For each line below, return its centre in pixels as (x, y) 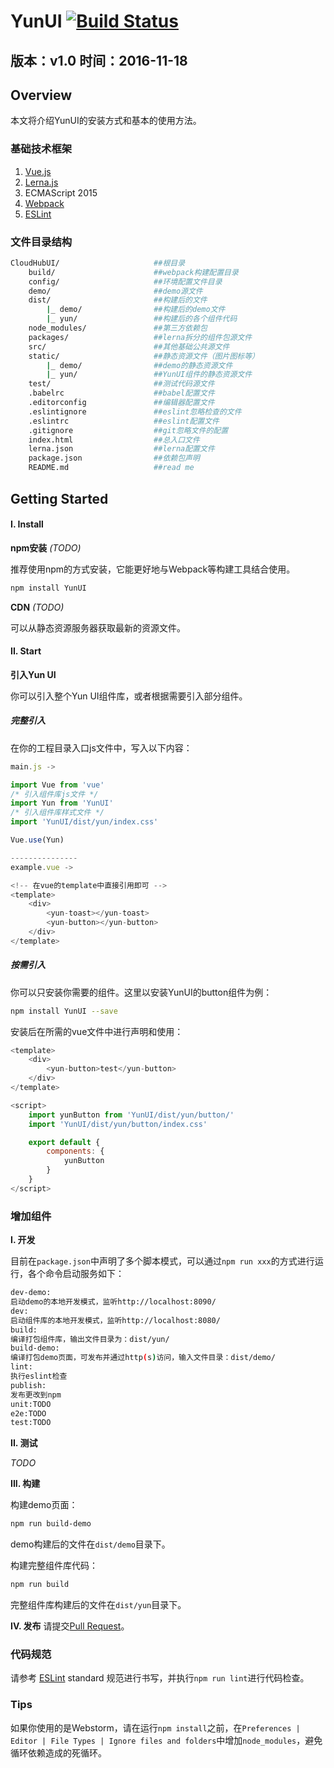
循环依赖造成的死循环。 (58, 1752)
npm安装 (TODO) (46, 547)
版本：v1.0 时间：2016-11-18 (99, 60)
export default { (64, 1142)
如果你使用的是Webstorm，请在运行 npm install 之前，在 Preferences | (155, 1727)
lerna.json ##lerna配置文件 (121, 449)
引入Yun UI (33, 674)
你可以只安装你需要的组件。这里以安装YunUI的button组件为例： (141, 992)
